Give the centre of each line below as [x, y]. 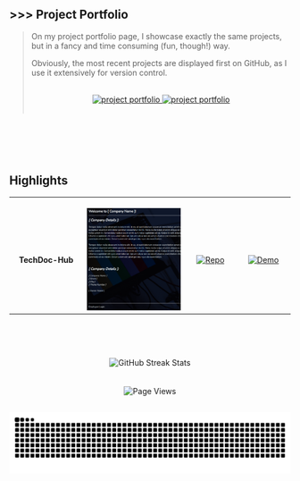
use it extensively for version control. [99, 72]
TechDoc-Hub [46, 260]
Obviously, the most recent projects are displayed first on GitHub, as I [159, 63]
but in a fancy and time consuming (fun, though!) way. [130, 46]
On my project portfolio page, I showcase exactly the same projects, [157, 36]
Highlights [39, 180]
